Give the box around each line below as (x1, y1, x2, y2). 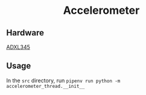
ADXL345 (6, 43, 30, 51)
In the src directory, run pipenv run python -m (6, 76, 121, 84)
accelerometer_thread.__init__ (6, 83, 85, 89)
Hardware (6, 28, 44, 38)
